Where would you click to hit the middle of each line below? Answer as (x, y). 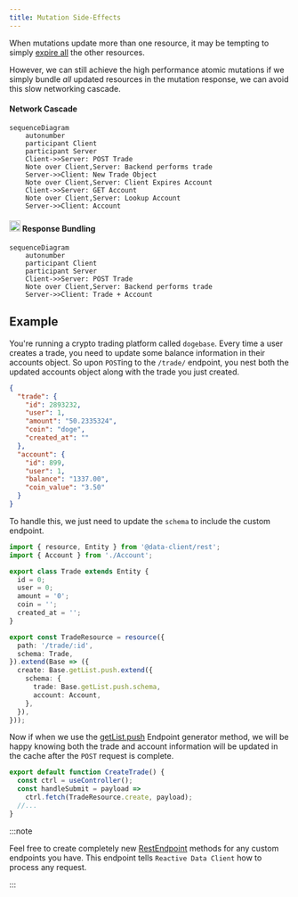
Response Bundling (59, 229)
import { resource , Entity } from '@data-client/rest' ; (115, 547)
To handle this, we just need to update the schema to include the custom (140, 521)
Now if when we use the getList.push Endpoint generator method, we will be (149, 737)
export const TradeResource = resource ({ (87, 637)
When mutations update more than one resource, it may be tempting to (139, 43)
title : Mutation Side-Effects (65, 17)
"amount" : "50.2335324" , (71, 421)
